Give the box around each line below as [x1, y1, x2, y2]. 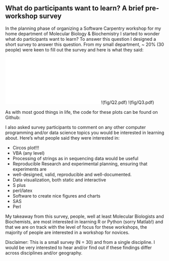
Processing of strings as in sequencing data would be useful [12, 155, 139, 161]
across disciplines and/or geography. [5, 249, 83, 256]
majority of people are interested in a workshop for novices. [5, 229, 130, 235]
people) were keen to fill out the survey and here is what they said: [5, 46, 144, 52]
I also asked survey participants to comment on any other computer [5, 124, 146, 130]
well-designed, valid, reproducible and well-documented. [12, 171, 132, 177]
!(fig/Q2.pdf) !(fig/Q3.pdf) [100, 99, 154, 105]
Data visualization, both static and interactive [12, 176, 106, 183]
